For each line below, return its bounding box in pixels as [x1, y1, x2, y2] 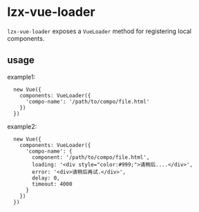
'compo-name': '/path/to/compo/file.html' [25, 98, 150, 105]
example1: [7, 73, 36, 81]
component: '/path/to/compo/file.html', [32, 153, 150, 161]
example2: [7, 122, 37, 131]
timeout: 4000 [32, 180, 73, 187]
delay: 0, [32, 174, 60, 182]
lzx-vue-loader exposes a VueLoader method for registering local [7, 27, 192, 35]
